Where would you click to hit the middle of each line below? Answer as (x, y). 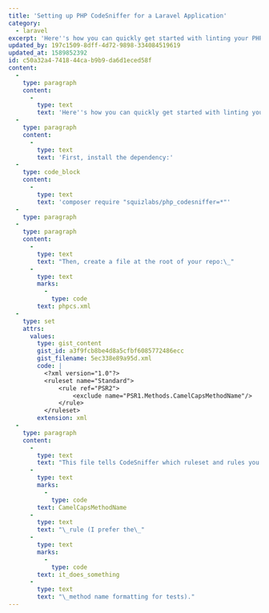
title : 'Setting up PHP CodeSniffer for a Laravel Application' (118, 16)
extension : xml (62, 418)
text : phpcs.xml (64, 306)
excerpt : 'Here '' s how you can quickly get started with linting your (128, 38)
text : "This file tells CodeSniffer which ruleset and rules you (149, 463)
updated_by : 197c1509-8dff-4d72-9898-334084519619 (94, 46)
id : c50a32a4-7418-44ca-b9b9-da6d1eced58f (80, 61)
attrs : (34, 329)
